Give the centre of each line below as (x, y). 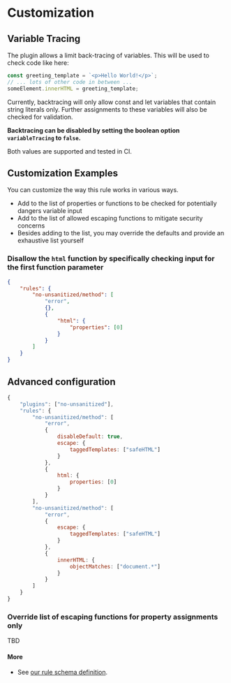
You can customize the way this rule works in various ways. (93, 190)
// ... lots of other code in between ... (70, 82)
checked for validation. (40, 117)
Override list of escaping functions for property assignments (113, 617)
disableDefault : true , (90, 437)
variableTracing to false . (44, 138)
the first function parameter (55, 267)
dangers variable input (50, 211)
